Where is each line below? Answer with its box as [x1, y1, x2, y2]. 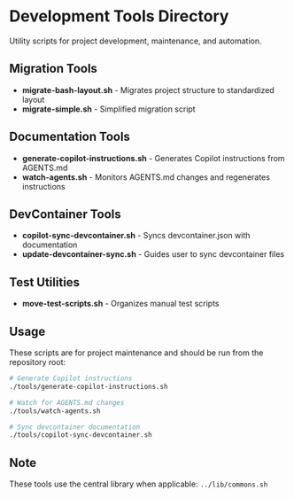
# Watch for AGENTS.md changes [9, 398, 125, 407]
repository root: [9, 357, 66, 367]
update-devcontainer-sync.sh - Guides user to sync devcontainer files [21, 249, 285, 260]
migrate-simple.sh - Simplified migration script [21, 104, 197, 114]
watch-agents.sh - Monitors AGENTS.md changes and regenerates [21, 171, 270, 183]
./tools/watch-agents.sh [9, 406, 101, 416]
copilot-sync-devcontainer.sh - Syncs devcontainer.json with [21, 230, 251, 241]
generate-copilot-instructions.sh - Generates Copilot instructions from [21, 152, 285, 163]
